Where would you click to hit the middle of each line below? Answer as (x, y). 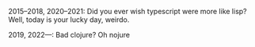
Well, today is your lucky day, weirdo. (69, 20)
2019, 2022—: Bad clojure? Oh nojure (69, 35)
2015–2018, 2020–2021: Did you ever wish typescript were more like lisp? (127, 11)
